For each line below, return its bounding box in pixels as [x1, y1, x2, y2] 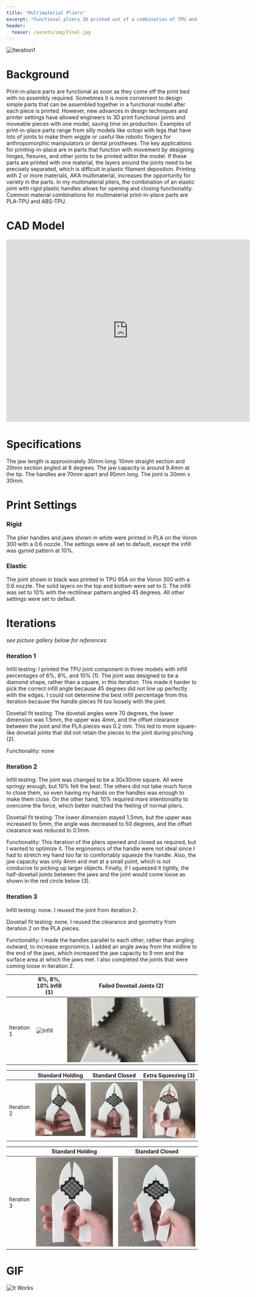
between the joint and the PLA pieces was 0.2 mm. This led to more [6, 722, 176, 730]
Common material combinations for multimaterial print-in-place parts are [6, 192, 189, 199]
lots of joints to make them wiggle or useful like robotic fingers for [6, 133, 171, 140]
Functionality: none [6, 747, 55, 755]
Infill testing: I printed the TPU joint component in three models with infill [6, 666, 187, 673]
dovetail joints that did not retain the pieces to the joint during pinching [16, 729, 193, 736]
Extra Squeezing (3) [143, 1071, 195, 1079]
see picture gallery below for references [6, 636, 107, 644]
